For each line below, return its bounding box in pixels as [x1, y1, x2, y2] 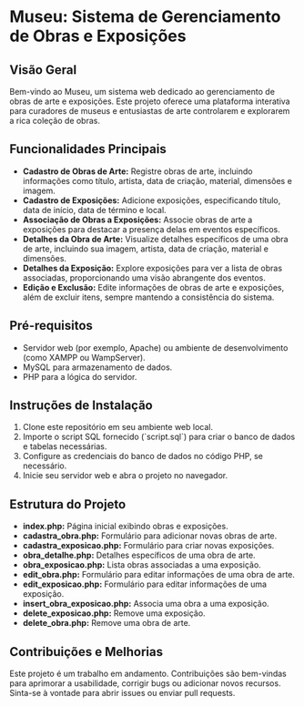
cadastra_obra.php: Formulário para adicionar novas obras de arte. [22, 530, 278, 541]
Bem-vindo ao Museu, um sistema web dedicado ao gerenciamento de [9, 87, 276, 97]
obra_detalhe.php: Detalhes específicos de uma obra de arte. [22, 549, 257, 561]
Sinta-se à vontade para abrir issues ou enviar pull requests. [9, 688, 236, 699]
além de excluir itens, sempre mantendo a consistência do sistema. [22, 292, 275, 302]
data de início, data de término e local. [22, 204, 167, 215]
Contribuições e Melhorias [9, 644, 164, 660]
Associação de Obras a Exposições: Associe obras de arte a [22, 214, 253, 225]
